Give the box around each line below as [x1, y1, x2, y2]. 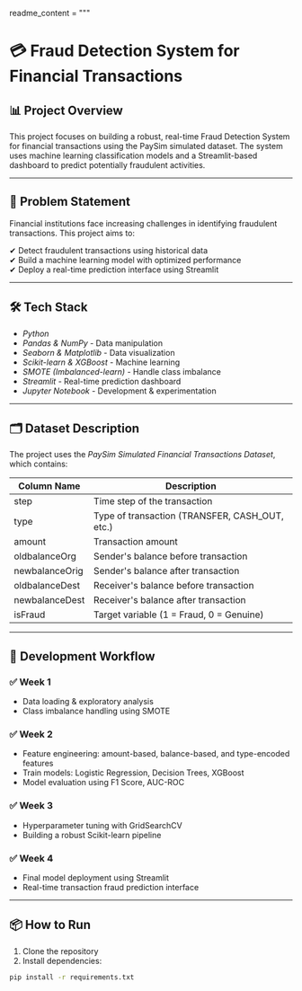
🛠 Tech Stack [9, 300, 88, 315]
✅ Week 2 [9, 728, 54, 740]
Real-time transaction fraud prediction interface [22, 882, 200, 893]
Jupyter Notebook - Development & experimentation [22, 385, 218, 396]
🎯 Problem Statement [9, 194, 131, 209]
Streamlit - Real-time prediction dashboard [22, 376, 182, 386]
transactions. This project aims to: [9, 227, 136, 238]
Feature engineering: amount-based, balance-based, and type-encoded [22, 748, 290, 759]
